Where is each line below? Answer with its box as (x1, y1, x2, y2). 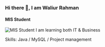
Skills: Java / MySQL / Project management (5, 36, 92, 43)
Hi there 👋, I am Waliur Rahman (5, 4, 79, 11)
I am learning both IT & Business (35, 27, 101, 33)
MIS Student (5, 16, 31, 22)
